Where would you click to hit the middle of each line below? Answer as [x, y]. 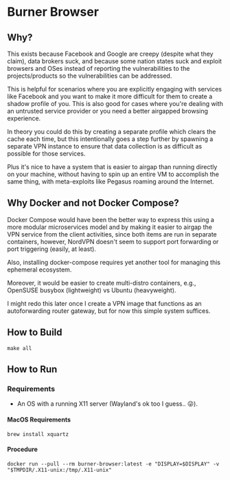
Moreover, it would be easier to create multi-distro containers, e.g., [102, 283]
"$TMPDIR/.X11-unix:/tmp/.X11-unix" [59, 470]
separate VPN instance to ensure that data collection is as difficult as [105, 146]
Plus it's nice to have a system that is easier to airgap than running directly [112, 167]
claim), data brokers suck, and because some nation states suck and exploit [114, 61]
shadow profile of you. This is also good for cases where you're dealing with [115, 103]
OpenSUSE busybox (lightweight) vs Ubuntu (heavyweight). [92, 290]
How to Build [35, 332]
